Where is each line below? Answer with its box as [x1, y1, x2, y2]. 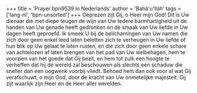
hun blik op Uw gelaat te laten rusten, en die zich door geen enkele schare [6, 42, 187, 49]
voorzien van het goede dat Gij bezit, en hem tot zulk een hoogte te [6, 55, 170, 62]
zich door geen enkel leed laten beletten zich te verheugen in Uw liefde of [6, 36, 186, 43]
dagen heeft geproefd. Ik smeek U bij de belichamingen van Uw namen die [6, 30, 188, 37]
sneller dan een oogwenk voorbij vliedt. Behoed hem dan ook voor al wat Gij [6, 68, 192, 74]
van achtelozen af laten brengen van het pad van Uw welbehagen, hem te [6, 49, 186, 55]
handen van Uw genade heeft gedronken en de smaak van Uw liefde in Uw [6, 24, 188, 31]
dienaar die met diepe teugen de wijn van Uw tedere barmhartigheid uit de [6, 18, 188, 24]
